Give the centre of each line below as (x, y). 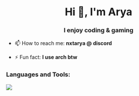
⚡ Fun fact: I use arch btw (46, 57)
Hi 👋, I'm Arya (99, 12)
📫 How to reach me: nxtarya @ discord (63, 43)
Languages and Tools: (38, 74)
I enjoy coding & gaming (99, 30)
